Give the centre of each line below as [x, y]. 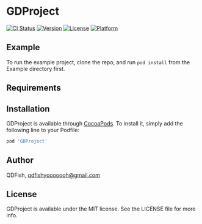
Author [20, 160]
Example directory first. [36, 69]
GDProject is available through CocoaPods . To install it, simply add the [95, 123]
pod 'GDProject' [27, 141]
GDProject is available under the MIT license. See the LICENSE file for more [101, 209]
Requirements [34, 88]
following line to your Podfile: [43, 130]
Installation [28, 109]
